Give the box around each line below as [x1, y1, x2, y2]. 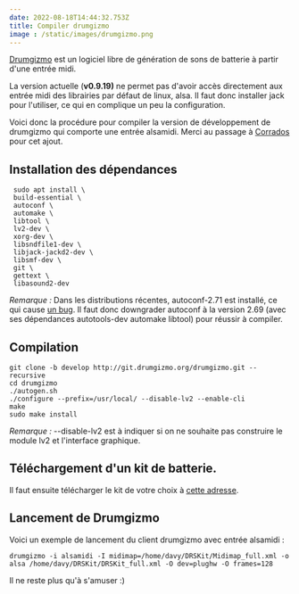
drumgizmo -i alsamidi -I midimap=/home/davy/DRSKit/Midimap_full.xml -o [9, 551, 290, 560]
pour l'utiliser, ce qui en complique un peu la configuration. [9, 100, 226, 111]
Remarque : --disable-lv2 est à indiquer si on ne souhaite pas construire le [9, 425, 283, 436]
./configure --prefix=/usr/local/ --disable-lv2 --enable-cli [9, 394, 245, 403]
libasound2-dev [12, 279, 70, 288]
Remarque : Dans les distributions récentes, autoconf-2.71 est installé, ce [9, 295, 278, 306]
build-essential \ [12, 194, 82, 202]
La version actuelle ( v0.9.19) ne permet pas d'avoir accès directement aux [9, 81, 283, 92]
